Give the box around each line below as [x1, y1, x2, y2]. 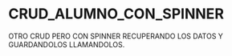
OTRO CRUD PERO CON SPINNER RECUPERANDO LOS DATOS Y [8, 31, 223, 41]
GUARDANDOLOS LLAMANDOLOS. [8, 39, 125, 49]
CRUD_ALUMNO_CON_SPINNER [8, 5, 225, 23]
